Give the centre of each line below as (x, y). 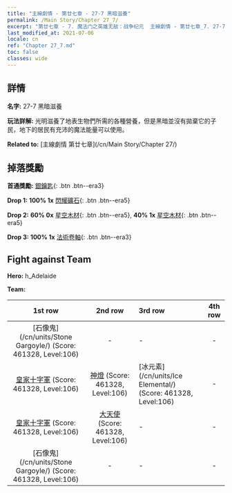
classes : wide (28, 59)
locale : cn (23, 39)
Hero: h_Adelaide (32, 276)
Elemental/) (157, 385)
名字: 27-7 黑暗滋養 (35, 106)
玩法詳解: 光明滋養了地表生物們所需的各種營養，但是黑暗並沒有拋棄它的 (109, 121)
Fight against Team (49, 259)
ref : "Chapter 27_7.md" (41, 46)
